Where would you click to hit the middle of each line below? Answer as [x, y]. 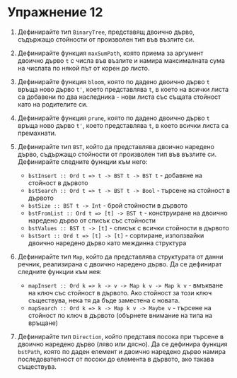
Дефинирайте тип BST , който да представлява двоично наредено [116, 146]
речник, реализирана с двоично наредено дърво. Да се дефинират [120, 264]
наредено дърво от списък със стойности [92, 220]
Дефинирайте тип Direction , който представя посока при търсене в [121, 336]
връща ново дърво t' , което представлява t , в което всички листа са [123, 125]
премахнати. [37, 133]
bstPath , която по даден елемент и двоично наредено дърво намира [122, 351]
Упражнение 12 [55, 12]
